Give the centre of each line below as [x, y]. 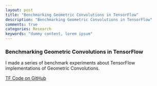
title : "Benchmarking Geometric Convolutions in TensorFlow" [72, 15]
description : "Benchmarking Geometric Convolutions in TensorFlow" [79, 19]
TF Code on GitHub [26, 78]
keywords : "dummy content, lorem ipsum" [49, 34]
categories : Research [28, 29]
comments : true [22, 24]
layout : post [19, 10]
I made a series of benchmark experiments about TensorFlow [70, 63]
